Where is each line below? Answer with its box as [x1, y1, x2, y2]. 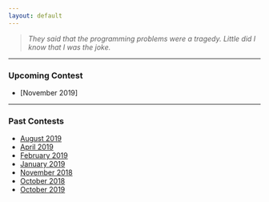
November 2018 [19, 168, 74, 177]
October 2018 [19, 176, 66, 186]
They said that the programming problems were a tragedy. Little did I [27, 34, 256, 43]
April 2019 [19, 142, 54, 152]
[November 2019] [19, 87, 78, 97]
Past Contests [8, 115, 65, 127]
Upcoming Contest [8, 70, 83, 81]
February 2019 [19, 151, 68, 160]
